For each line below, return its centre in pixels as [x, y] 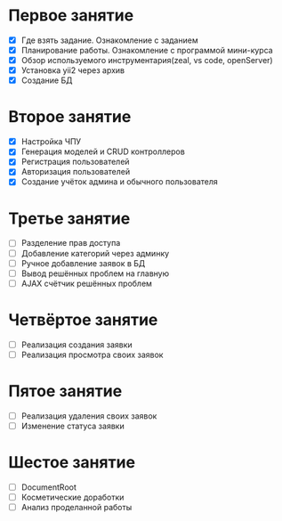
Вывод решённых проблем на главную [95, 273]
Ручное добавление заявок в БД [83, 263]
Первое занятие [71, 16]
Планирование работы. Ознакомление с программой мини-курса [147, 50]
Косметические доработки [73, 497]
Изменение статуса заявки [73, 426]
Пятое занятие [65, 391]
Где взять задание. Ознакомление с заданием [109, 40]
